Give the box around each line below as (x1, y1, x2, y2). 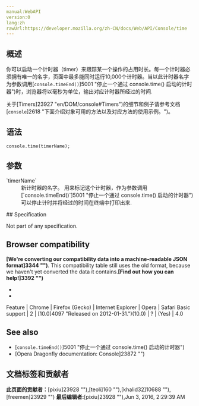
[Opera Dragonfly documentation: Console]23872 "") (14, 350, 145, 357)
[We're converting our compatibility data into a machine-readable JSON (6, 255, 188, 262)
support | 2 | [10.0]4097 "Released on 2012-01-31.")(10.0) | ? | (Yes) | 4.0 (6, 310, 184, 317)
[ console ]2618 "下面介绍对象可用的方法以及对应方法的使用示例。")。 (6, 108, 174, 115)
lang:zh (6, 20, 26, 26)
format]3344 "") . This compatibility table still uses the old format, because (6, 262, 191, 269)
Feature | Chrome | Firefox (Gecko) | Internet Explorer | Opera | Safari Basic (6, 304, 191, 311)
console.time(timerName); (6, 143, 70, 149)
